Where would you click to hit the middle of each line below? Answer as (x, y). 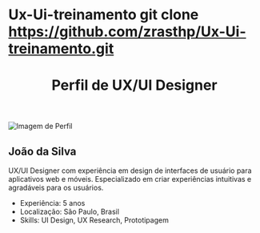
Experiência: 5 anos (52, 203)
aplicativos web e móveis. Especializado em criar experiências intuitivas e (130, 179)
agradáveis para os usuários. (56, 188)
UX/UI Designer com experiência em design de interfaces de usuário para (130, 171)
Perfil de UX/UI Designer (134, 85)
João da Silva (42, 151)
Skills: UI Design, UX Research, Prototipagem (94, 220)
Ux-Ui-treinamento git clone (104, 15)
